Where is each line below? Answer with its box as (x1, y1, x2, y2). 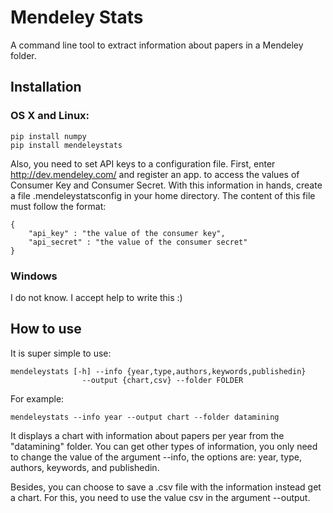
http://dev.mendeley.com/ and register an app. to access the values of (10, 168, 300, 180)
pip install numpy (10, 131, 87, 141)
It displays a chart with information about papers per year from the (10, 429, 285, 441)
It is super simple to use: (10, 347, 112, 359)
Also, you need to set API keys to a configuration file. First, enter (10, 157, 276, 170)
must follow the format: (10, 200, 107, 212)
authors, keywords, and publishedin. (10, 461, 160, 473)
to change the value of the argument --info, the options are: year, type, (10, 451, 302, 463)
